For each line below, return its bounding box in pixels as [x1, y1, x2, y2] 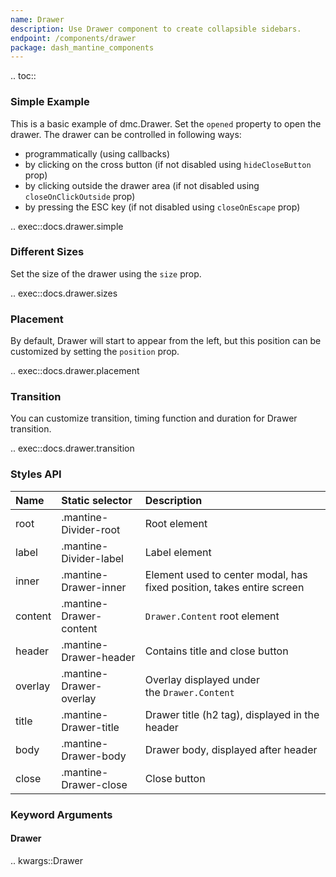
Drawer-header [61, 650, 136, 664]
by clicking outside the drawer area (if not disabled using [24, 179, 260, 191]
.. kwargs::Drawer [10, 854, 83, 866]
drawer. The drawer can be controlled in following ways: [10, 128, 242, 140]
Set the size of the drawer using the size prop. [10, 267, 202, 280]
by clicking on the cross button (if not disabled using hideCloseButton [24, 158, 312, 170]
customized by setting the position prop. [10, 346, 180, 358]
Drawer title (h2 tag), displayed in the [144, 707, 320, 721]
